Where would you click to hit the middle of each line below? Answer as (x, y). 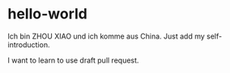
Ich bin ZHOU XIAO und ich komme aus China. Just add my (106, 36)
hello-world (48, 14)
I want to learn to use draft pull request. (73, 60)
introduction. (29, 44)
